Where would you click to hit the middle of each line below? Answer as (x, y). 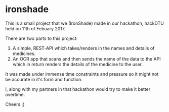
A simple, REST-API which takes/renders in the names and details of (83, 48)
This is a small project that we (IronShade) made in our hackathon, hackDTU (85, 23)
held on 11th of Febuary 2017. (35, 28)
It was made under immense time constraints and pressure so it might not (82, 74)
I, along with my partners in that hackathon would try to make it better (78, 89)
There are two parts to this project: (41, 38)
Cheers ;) (15, 104)
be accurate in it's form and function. (44, 79)
